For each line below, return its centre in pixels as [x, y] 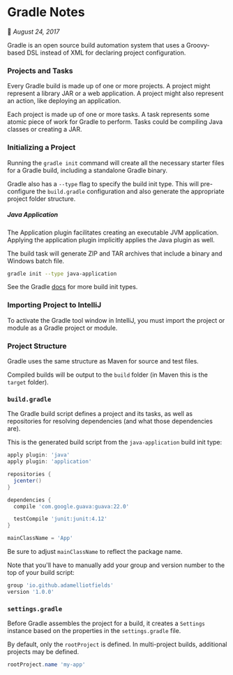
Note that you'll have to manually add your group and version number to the [116, 565]
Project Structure [37, 346]
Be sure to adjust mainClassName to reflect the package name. [95, 552]
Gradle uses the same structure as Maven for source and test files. [103, 361]
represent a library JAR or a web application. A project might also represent [115, 93]
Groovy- [198, 45]
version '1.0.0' [31, 592]
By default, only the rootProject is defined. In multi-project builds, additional [117, 644]
